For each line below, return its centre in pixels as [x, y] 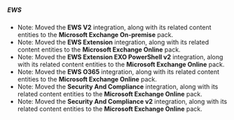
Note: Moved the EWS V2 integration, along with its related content [114, 27]
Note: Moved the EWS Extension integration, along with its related [113, 42]
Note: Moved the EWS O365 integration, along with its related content [118, 72]
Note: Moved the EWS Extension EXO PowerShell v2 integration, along [120, 57]
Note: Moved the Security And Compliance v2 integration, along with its [122, 101]
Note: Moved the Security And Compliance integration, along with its [118, 87]
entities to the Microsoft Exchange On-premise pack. [95, 34]
